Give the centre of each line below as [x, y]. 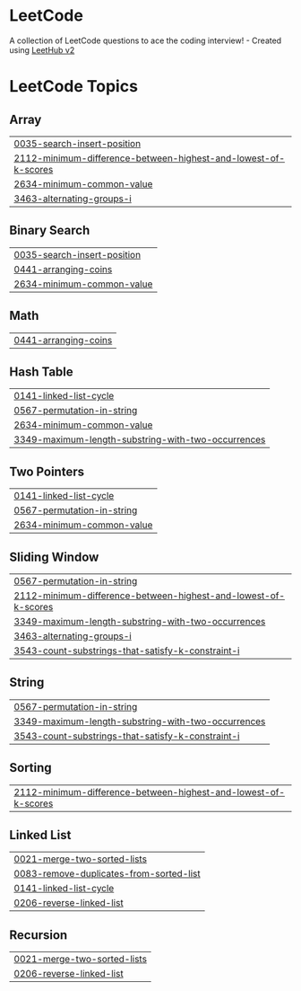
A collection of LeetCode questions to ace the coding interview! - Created [146, 40]
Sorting [30, 768]
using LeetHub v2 [42, 49]
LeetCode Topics [74, 87]
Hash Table [41, 372]
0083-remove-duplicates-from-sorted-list [107, 874]
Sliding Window [54, 557]
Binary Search [50, 230]
